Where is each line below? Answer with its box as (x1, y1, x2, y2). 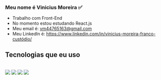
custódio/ (12, 36, 32, 42)
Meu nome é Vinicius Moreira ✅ (5, 4, 83, 11)
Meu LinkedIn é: (12, 31, 46, 37)
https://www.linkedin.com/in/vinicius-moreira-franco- (46, 31, 156, 37)
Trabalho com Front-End (12, 15, 62, 21)
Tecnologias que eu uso (5, 50, 80, 59)
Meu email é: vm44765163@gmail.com (12, 26, 92, 32)
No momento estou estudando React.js (12, 20, 92, 26)
